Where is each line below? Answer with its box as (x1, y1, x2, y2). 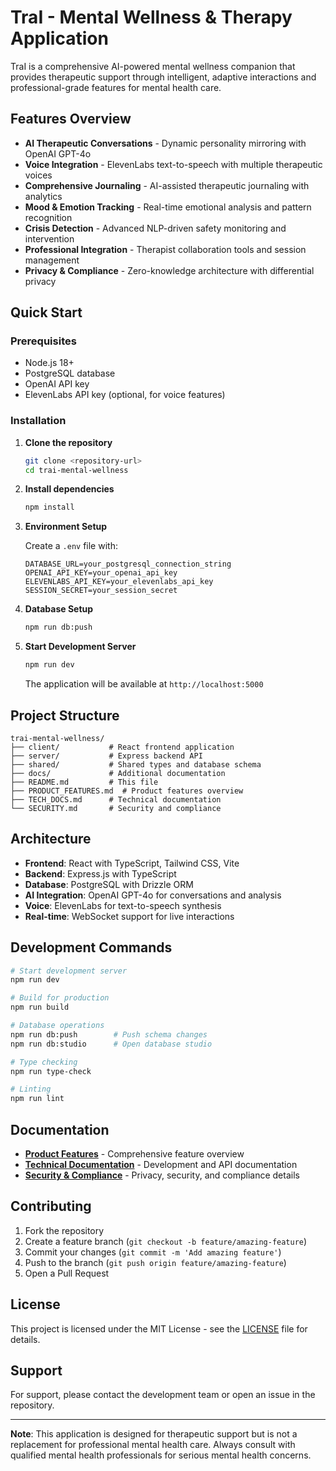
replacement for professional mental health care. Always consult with (10, 1439, 296, 1451)
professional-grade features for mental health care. (10, 81, 222, 93)
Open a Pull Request (24, 1267, 110, 1279)
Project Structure (10, 707, 120, 724)
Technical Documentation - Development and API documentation (24, 1158, 298, 1170)
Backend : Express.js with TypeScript (24, 867, 177, 880)
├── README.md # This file (10, 777, 159, 787)
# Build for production (10, 993, 110, 1003)
